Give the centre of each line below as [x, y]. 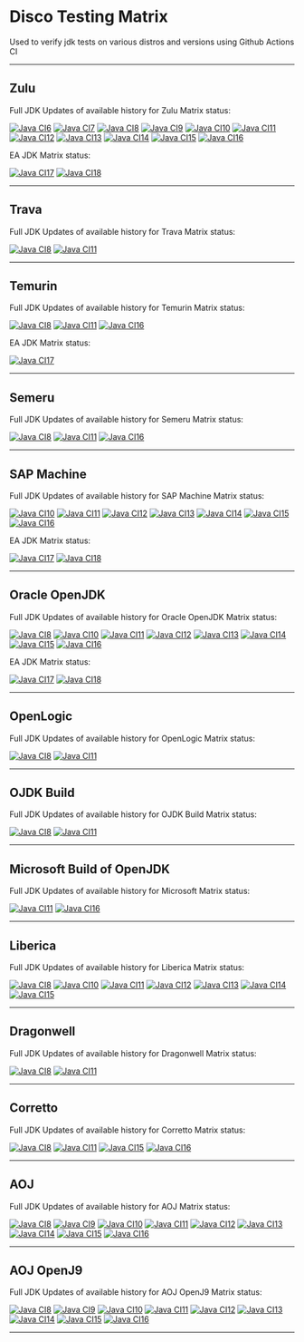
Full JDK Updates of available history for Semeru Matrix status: [127, 420]
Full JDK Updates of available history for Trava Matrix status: [123, 231]
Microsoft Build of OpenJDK [90, 869]
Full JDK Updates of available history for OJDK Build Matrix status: [133, 814]
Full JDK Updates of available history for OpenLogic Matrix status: [133, 738]
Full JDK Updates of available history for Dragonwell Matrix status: [133, 1053]
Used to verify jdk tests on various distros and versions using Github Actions [152, 42]
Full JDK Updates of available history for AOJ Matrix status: [120, 1206]
